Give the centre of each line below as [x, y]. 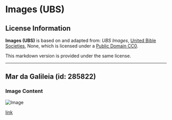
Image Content [24, 91]
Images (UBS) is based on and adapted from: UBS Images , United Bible [81, 40]
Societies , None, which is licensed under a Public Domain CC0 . [72, 46]
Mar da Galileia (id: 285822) [51, 77]
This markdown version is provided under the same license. [68, 56]
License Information [38, 28]
